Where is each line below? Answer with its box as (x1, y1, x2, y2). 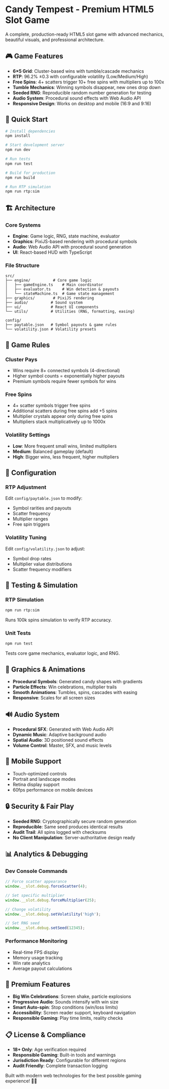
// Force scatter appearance (5, 879, 67, 884)
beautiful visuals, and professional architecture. (5, 37, 105, 43)
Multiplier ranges (12, 516, 48, 522)
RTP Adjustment (5, 483, 47, 491)
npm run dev (5, 147, 30, 153)
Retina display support (12, 781, 60, 788)
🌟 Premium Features (5, 980, 71, 988)
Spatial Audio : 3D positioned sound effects (12, 737, 104, 743)
